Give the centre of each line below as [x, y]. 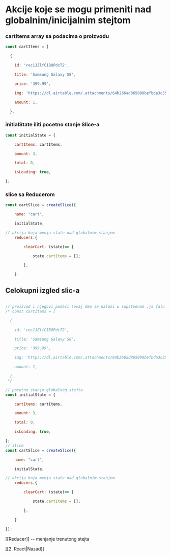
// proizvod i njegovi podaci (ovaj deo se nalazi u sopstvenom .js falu [85, 307]
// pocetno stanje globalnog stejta [44, 390]
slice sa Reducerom [30, 194]
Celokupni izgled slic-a [42, 290]
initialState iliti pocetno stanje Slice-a [52, 125]
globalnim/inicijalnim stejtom [68, 20]
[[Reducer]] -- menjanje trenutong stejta [47, 539]
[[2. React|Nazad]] [25, 549]
